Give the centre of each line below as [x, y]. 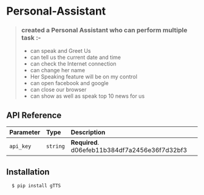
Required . [85, 143]
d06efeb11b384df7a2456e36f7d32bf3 [129, 150]
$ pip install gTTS [36, 186]
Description [88, 132]
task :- [31, 38]
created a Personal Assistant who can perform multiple [104, 30]
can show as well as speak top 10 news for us [87, 96]
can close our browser [58, 90]
